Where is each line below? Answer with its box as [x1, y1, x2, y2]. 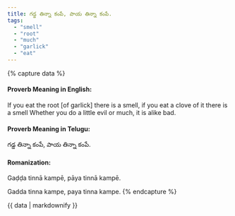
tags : [7, 17, 23, 24]
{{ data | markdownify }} [7, 201, 78, 210]
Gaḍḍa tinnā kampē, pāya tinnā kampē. [7, 174, 121, 182]
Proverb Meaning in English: [7, 85, 92, 94]
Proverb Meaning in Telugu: [7, 124, 90, 133]
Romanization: [7, 158, 52, 167]
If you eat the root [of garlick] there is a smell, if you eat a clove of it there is [7, 101, 228, 109]
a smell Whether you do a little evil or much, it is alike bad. [7, 109, 176, 117]
